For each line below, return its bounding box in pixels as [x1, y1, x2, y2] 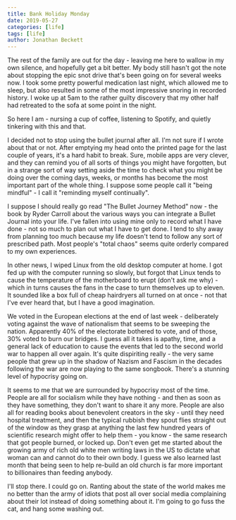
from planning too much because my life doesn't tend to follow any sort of [7, 232, 223, 241]
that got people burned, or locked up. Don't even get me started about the [7, 439, 223, 447]
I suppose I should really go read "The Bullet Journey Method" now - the [7, 202, 218, 211]
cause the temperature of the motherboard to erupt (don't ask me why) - [7, 276, 218, 285]
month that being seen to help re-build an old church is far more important [7, 461, 223, 470]
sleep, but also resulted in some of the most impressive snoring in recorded [7, 86, 227, 95]
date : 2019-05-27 [7, 17, 58, 24]
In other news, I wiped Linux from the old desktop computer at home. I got [7, 261, 223, 269]
